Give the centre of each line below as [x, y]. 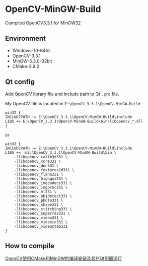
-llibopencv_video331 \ [39, 218]
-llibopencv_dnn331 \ [36, 166]
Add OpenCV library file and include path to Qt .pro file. [62, 94]
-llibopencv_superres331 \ [42, 213]
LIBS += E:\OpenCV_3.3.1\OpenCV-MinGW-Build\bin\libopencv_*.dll [74, 121]
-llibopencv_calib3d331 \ [41, 157]
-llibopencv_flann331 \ [39, 174]
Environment [26, 38]
